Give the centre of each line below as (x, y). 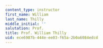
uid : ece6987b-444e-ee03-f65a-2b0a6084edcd (52, 38)
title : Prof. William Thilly (36, 33)
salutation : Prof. (24, 28)
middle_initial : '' (26, 24)
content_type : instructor (32, 10)
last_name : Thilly (24, 19)
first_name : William (27, 14)
